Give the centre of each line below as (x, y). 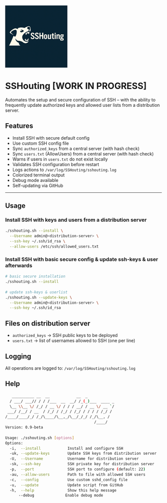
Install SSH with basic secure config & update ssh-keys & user (82, 259)
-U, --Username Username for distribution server (74, 459)
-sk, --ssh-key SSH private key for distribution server (82, 464)
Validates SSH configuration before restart (56, 164)
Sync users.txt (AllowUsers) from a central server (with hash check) (83, 154)
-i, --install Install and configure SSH (66, 448)
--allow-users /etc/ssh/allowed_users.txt (54, 247)
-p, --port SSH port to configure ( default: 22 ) (78, 469)
